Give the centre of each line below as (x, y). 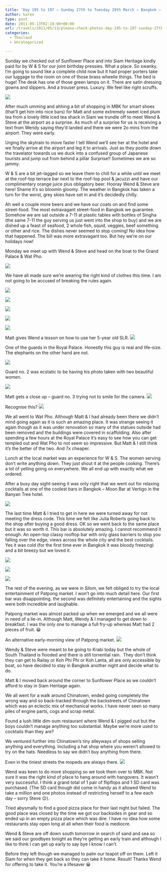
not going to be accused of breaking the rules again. (59, 280)
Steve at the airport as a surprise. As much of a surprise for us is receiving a (83, 122)
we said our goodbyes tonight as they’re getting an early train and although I (83, 839)
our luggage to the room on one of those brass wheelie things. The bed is (80, 77)
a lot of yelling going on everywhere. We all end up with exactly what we (79, 468)
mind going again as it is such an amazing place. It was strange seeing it (79, 422)
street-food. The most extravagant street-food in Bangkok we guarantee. (80, 210)
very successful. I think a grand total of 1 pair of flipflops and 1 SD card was (83, 782)
